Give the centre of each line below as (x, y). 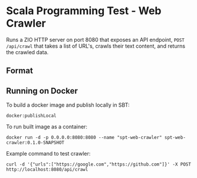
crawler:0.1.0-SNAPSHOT (35, 143)
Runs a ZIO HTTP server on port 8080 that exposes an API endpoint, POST (95, 39)
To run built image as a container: (47, 127)
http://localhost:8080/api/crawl (47, 170)
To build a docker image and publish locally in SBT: (68, 105)
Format (20, 71)
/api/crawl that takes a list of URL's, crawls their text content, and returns (96, 46)
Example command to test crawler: (48, 154)
